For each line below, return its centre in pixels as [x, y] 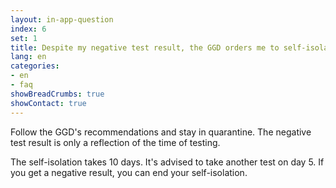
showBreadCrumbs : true [57, 94]
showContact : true [48, 103]
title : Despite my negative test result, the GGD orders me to [145, 47]
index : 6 [28, 29]
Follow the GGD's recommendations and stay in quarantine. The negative [161, 132]
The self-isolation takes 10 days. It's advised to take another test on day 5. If [167, 162]
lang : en [28, 57]
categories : [35, 66]
